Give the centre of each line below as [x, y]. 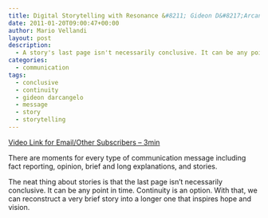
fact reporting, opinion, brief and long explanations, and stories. [113, 166]
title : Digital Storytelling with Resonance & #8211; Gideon [110, 16]
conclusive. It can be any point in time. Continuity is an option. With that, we [133, 190]
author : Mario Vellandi [48, 30]
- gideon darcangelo [49, 97]
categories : [28, 61]
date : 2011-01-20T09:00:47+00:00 [64, 23]
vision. [19, 207]
